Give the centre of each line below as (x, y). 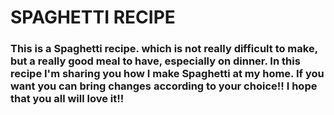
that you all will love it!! (67, 99)
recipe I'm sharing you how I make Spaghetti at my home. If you (167, 74)
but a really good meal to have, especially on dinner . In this (155, 61)
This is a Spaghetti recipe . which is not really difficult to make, (164, 49)
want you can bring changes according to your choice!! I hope (164, 86)
